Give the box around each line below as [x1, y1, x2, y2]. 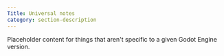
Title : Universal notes [7, 10, 76, 17]
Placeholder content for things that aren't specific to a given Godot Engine [7, 35, 218, 43]
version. [7, 42, 30, 51]
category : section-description [7, 16, 97, 23]
